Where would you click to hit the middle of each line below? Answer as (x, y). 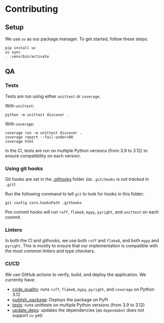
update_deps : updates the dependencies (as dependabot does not (78, 310)
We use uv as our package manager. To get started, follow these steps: (77, 39)
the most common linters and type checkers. (50, 251)
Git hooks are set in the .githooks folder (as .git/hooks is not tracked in (77, 179)
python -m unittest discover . (37, 115)
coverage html (20, 141)
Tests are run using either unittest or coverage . (53, 96)
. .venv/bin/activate (27, 56)
